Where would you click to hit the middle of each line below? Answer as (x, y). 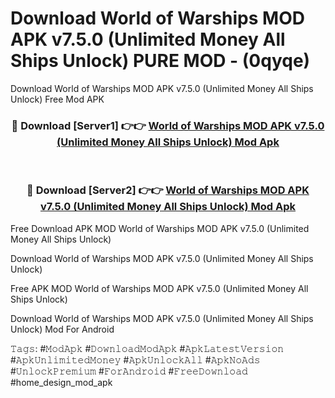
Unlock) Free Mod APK (57, 99)
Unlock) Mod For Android (62, 329)
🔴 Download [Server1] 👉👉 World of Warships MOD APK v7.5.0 (168, 125)
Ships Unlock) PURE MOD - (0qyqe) (160, 61)
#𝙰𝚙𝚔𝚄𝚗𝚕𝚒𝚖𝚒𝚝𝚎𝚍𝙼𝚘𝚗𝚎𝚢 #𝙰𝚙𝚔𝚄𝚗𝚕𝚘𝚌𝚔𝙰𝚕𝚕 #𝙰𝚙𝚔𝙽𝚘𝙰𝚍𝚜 (135, 359)
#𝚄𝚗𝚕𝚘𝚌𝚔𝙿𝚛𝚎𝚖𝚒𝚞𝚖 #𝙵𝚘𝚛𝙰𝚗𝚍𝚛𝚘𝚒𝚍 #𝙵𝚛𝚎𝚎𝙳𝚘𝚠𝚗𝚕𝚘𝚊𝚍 (129, 371)
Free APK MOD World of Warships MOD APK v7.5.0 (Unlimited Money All (159, 288)
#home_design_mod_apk (61, 382)
